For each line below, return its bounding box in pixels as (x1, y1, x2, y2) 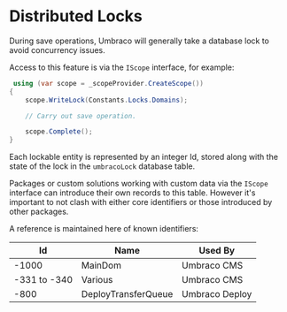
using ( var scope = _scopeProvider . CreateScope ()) (12, 79, 204, 88)
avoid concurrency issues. (9, 44, 106, 55)
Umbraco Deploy (181, 288, 252, 301)
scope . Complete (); (25, 127, 93, 136)
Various (81, 274, 113, 286)
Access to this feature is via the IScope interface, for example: (9, 62, 235, 72)
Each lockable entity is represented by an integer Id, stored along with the (9, 152, 279, 163)
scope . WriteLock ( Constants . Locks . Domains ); (25, 95, 189, 104)
